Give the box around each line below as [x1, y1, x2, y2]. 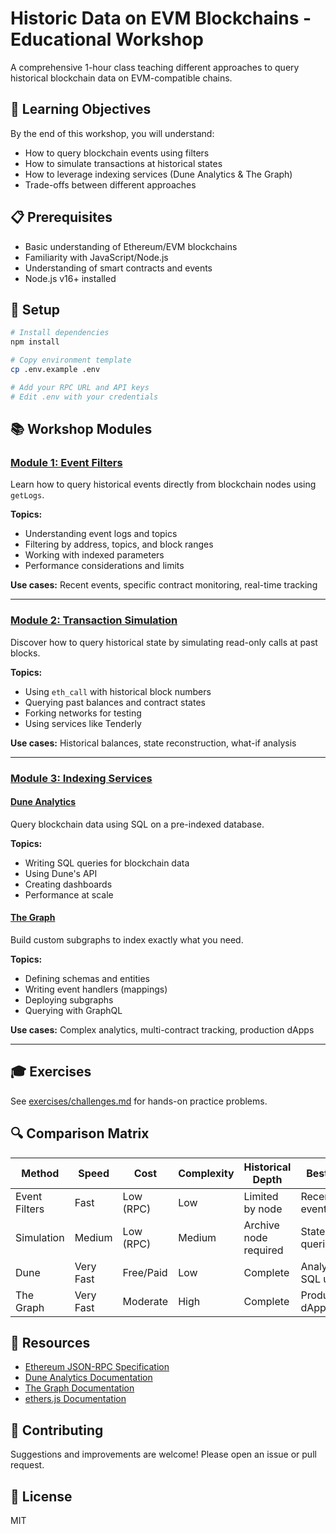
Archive [243, 1218, 280, 1232]
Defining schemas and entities [24, 972, 150, 984]
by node [243, 1202, 283, 1216]
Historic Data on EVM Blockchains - [10, 7, 312, 30]
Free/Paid [122, 1265, 168, 1279]
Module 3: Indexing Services [10, 771, 153, 785]
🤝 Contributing [10, 1422, 104, 1439]
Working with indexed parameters [24, 549, 165, 561]
